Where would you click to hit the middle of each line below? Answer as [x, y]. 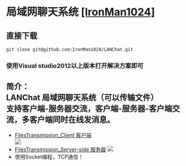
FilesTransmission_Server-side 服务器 [60, 149]
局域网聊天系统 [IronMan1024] [81, 12]
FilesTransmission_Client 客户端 [53, 135]
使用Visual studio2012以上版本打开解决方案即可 [75, 65]
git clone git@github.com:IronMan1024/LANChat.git [70, 49]
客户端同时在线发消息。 [72, 120]
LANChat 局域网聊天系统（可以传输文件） [82, 98]
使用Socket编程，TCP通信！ [49, 157]
